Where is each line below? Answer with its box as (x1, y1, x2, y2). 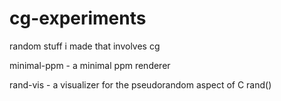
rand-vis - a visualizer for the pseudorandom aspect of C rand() (9, 78, 272, 91)
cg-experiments (9, 7, 147, 30)
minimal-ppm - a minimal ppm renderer (9, 59, 171, 71)
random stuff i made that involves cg (9, 40, 161, 52)
